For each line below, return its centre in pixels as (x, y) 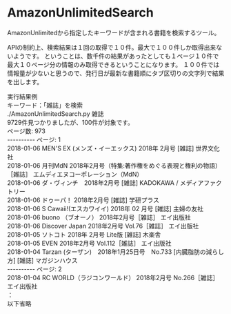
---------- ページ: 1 (34, 139)
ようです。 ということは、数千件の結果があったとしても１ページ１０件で (116, 56)
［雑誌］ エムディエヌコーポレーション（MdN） (75, 174)
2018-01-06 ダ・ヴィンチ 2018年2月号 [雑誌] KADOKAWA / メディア (106, 183)
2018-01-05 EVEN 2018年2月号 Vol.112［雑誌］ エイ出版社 (89, 243)
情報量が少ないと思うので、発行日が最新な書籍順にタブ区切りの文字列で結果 (116, 73)
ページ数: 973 (27, 131)
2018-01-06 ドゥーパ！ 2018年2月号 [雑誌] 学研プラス (83, 200)
